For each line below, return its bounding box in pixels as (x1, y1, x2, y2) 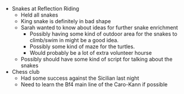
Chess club (11, 68, 40, 75)
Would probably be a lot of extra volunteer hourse (29, 49, 152, 56)
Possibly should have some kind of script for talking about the (20, 56, 173, 62)
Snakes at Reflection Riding (11, 5, 79, 12)
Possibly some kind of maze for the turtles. (29, 43, 135, 50)
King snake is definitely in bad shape (20, 18, 111, 24)
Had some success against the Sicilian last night (20, 74, 139, 82)
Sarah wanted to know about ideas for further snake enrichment (20, 24, 179, 31)
